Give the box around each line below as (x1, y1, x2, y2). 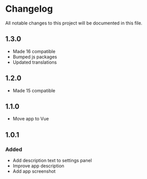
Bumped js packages (12, 54, 57, 60)
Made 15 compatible (12, 87, 56, 93)
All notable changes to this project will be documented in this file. (5, 20, 143, 26)
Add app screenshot (12, 168, 56, 174)
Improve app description (12, 163, 65, 169)
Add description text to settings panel (12, 158, 92, 164)
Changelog (5, 3, 53, 15)
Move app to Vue (12, 116, 50, 122)
